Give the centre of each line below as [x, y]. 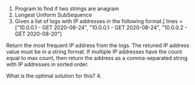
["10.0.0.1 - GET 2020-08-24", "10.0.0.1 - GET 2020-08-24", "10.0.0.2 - [101, 27]
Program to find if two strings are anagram [67, 9]
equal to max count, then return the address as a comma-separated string [97, 58]
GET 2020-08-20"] [38, 34]
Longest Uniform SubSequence [53, 15]
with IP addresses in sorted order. [48, 64]
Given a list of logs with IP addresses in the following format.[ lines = [99, 21]
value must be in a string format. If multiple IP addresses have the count [94, 52]
